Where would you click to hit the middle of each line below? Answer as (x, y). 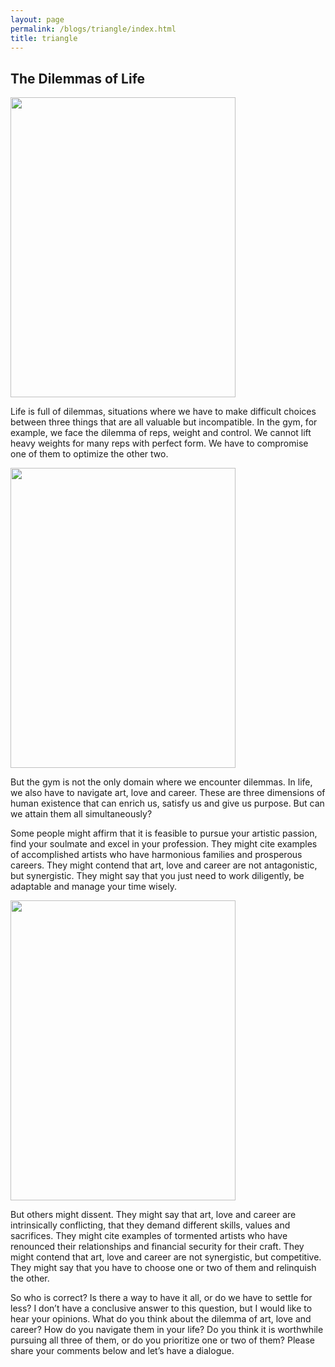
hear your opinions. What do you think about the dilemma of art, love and (161, 1319)
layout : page (37, 19)
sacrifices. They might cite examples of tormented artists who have (149, 1236)
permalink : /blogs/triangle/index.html (93, 29)
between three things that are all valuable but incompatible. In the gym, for (164, 422)
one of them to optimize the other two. (89, 454)
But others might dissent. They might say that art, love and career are (153, 1215)
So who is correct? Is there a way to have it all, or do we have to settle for (161, 1298)
